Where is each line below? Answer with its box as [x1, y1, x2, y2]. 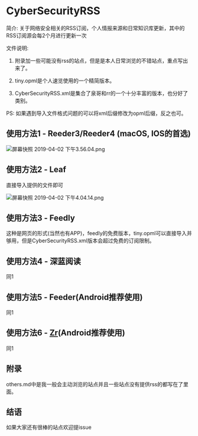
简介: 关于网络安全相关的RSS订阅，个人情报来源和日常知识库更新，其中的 [6, 24, 185, 31]
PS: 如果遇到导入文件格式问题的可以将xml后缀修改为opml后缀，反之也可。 [6, 110, 187, 117]
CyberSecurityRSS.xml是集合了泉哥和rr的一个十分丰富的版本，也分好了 [14, 89, 189, 97]
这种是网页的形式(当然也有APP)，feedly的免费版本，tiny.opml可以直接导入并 [6, 230, 192, 237]
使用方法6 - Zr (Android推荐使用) [6, 328, 125, 338]
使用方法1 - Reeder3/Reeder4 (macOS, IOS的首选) [6, 129, 191, 139]
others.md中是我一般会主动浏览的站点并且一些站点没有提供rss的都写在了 [6, 380, 183, 387]
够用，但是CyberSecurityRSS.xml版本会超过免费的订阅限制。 [6, 237, 155, 244]
